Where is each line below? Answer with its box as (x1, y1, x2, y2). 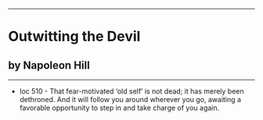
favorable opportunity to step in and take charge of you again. (19, 103, 220, 112)
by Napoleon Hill (8, 58, 90, 72)
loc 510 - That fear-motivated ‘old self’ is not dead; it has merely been (19, 86, 244, 96)
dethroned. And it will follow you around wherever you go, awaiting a (19, 95, 241, 104)
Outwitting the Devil (8, 28, 141, 45)
